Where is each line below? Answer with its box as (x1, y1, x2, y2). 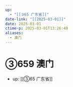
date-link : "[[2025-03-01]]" (5, 16, 66, 21)
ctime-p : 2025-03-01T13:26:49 (5, 26, 68, 31)
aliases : (5, 30, 23, 35)
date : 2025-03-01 (5, 21, 41, 26)
